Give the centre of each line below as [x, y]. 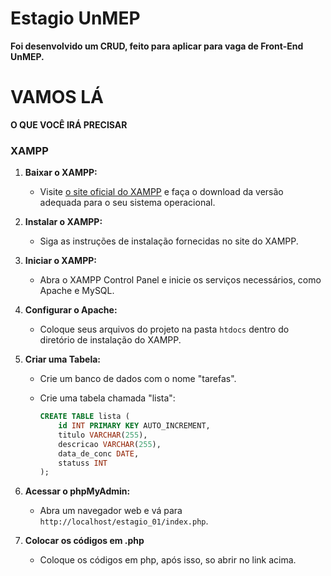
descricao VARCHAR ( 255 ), [110, 444]
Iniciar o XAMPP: [60, 261]
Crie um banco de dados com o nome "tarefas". [138, 379]
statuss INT [83, 463]
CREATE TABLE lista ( [84, 417]
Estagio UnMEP [75, 18]
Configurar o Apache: [71, 310]
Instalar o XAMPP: [63, 222]
